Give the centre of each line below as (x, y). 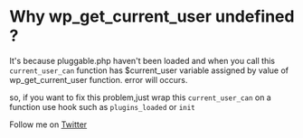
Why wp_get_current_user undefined (152, 17)
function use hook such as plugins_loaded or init (103, 106)
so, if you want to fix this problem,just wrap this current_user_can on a (140, 97)
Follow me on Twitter (48, 124)
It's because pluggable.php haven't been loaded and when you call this (142, 60)
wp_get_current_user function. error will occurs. (99, 79)
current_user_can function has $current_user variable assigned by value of (149, 70)
